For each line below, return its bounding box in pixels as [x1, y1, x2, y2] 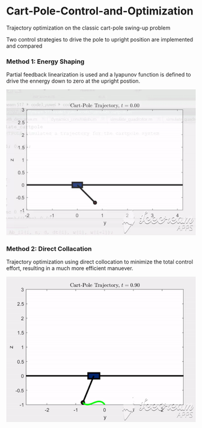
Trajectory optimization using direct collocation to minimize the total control [6, 258, 194, 265]
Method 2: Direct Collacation [6, 244, 92, 253]
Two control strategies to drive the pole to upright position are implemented [6, 36, 194, 43]
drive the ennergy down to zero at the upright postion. [6, 77, 140, 85]
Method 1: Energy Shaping [6, 57, 85, 66]
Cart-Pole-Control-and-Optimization [6, 4, 194, 18]
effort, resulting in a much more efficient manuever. [6, 264, 133, 272]
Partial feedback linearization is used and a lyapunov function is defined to [6, 71, 191, 78]
